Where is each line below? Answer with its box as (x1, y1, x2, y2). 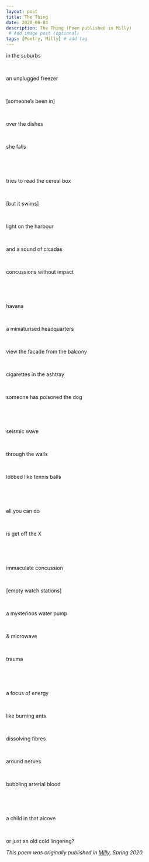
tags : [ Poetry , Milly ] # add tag (6, 36, 88, 42)
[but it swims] (6, 200, 39, 207)
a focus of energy (6, 690, 49, 696)
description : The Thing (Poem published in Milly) (6, 25, 132, 31)
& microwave (6, 633, 37, 639)
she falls (6, 143, 26, 150)
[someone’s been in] (6, 98, 56, 105)
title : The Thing (6, 14, 48, 20)
